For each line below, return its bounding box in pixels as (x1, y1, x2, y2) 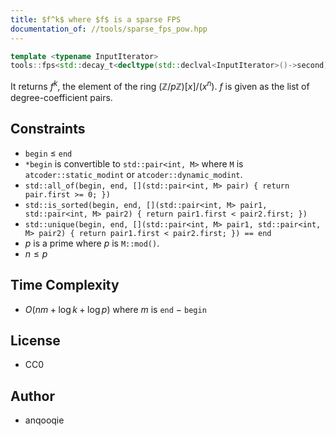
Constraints (10, 121, 86, 138)
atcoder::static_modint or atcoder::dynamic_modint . (24, 168, 243, 180)
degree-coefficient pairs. (10, 91, 113, 103)
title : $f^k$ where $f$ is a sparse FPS (10, 14, 182, 25)
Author (10, 387, 55, 405)
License (10, 332, 61, 349)
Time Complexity (10, 277, 120, 294)
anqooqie (24, 414, 65, 426)
